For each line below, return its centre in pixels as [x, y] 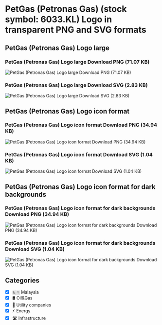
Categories [22, 280]
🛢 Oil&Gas [22, 298]
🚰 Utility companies [32, 305]
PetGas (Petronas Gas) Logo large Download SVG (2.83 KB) [76, 85]
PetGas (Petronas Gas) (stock [66, 9]
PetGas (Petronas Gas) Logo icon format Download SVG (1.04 [79, 154]
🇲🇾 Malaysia [25, 292]
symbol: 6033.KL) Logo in [59, 19]
